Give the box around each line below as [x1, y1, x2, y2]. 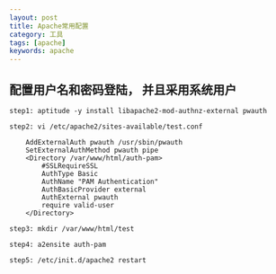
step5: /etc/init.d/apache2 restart [9, 255, 147, 265]
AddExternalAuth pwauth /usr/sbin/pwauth [25, 137, 183, 146]
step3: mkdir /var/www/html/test [9, 224, 135, 234]
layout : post [9, 13, 58, 22]
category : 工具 [9, 30, 64, 39]
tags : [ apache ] [9, 38, 67, 48]
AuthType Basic [41, 169, 99, 178]
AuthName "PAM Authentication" [41, 177, 159, 186]
